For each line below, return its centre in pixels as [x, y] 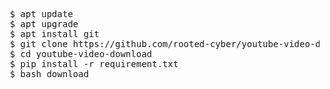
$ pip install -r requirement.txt [94, 64]
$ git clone [39, 44]
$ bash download [49, 74]
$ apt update [41, 14]
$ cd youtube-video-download [81, 54]
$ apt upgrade [44, 24]
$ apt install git [54, 34]
